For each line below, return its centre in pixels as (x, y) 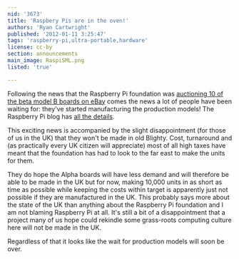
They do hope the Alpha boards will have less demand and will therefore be (118, 174)
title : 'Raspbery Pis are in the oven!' (68, 21)
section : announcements (43, 54)
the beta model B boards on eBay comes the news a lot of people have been (119, 101)
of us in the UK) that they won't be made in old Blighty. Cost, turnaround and (120, 138)
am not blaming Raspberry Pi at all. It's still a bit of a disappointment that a (117, 212)
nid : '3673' (25, 14)
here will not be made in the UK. (55, 227)
